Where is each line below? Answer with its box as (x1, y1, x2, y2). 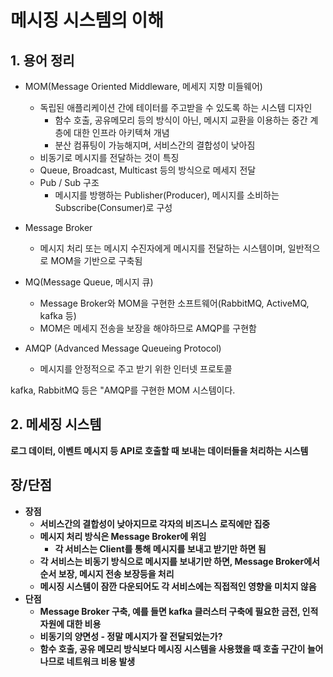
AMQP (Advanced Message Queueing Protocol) (24, 342, 222, 354)
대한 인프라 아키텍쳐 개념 (73, 127, 170, 138)
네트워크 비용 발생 (66, 655, 136, 667)
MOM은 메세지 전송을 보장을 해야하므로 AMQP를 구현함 (39, 322, 257, 334)
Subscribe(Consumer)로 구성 (54, 202, 173, 213)
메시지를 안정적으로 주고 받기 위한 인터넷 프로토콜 (39, 363, 233, 375)
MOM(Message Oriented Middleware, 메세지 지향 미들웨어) (24, 81, 263, 92)
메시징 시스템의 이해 (10, 9, 165, 32)
